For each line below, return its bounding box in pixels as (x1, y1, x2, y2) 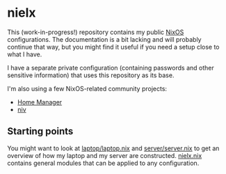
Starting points (7, 125, 74, 137)
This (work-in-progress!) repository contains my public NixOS (7, 28, 184, 36)
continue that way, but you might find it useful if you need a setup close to (7, 42, 220, 51)
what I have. (7, 50, 42, 58)
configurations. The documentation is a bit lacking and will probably (7, 35, 202, 43)
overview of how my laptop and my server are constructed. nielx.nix (7, 151, 202, 159)
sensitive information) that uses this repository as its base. (7, 71, 175, 79)
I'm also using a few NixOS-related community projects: (7, 84, 168, 93)
